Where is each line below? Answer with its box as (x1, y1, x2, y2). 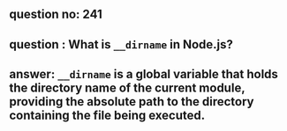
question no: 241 (9, 7, 103, 22)
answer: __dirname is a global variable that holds (9, 67, 278, 82)
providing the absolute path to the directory (9, 94, 254, 109)
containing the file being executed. (9, 108, 206, 123)
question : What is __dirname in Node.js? (9, 37, 234, 52)
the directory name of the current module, (9, 81, 245, 96)
